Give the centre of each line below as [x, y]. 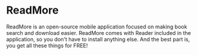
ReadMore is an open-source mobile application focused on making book [97, 27]
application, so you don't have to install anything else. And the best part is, [98, 39]
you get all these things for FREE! [47, 46]
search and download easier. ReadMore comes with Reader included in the [99, 33]
